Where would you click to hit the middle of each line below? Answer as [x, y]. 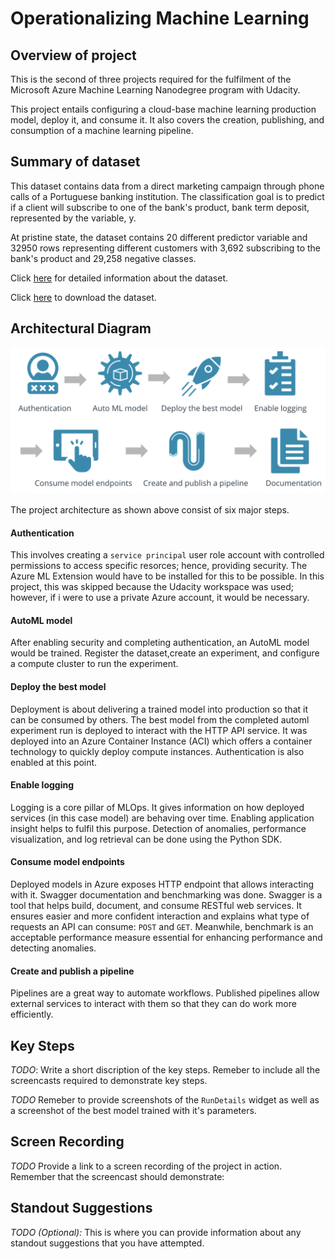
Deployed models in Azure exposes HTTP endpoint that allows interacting [162, 884]
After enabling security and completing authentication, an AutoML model [160, 643]
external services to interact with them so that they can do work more [153, 1004]
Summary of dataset [75, 162]
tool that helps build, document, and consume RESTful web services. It [156, 905]
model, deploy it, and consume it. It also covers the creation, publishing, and [167, 120]
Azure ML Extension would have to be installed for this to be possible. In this [167, 576]
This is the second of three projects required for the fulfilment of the [151, 79]
